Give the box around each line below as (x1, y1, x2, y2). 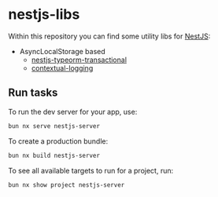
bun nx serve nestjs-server (8, 122, 101, 130)
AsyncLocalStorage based (19, 46, 106, 56)
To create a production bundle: (8, 136, 109, 146)
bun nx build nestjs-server (8, 151, 101, 159)
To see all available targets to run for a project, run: (8, 166, 174, 175)
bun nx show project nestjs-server (8, 181, 125, 189)
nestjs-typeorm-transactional (31, 55, 127, 64)
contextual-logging (31, 63, 94, 72)
